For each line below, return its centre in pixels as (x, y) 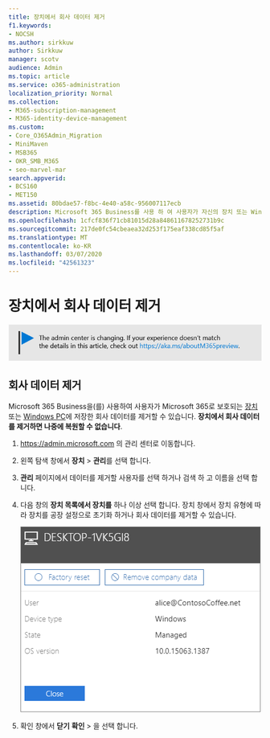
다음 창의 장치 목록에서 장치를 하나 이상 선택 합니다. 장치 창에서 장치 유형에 (136, 504)
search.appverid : (37, 178)
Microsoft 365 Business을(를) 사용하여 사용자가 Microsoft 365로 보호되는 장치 (133, 406)
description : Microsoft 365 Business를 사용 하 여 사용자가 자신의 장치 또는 (128, 212)
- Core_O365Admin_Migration (55, 136)
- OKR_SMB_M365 (34, 161)
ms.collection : (34, 102)
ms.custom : (27, 127)
